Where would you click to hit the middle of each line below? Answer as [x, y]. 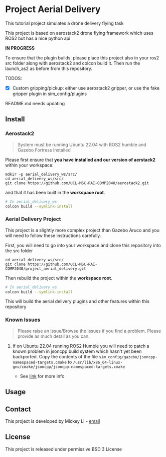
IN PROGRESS [20, 48]
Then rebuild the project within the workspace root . [59, 278]
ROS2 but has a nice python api [38, 38]
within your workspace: [29, 165]
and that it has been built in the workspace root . [55, 192]
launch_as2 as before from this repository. [49, 68]
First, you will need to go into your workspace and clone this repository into [83, 245]
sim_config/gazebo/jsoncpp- [128, 357]
